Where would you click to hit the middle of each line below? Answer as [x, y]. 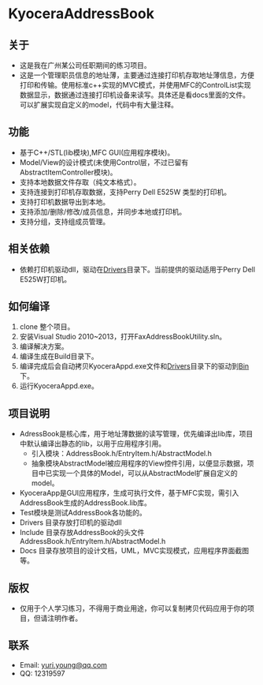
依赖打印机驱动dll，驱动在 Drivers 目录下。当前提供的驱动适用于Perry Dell [137, 269]
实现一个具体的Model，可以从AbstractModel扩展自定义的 [145, 474]
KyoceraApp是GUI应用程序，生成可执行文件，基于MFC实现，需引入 [129, 493]
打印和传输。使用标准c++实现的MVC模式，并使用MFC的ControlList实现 [135, 85]
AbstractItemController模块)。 [68, 172]
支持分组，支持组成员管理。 [65, 221]
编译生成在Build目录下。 [59, 357]
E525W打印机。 [45, 279]
